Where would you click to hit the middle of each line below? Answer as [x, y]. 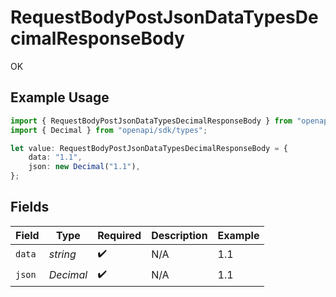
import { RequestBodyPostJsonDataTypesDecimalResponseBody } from [151, 121]
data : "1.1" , [55, 157]
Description [179, 235]
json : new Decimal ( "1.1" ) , [84, 167]
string [62, 254]
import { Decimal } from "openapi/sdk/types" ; [109, 130]
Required [119, 235]
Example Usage [60, 97]
